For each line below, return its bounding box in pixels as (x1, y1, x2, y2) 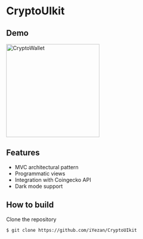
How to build (6, 200, 54, 210)
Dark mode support (14, 182, 63, 190)
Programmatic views (14, 170, 66, 177)
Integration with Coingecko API (14, 176, 91, 183)
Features (6, 148, 40, 158)
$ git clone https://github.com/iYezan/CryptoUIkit (6, 227, 137, 233)
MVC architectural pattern (14, 163, 79, 170)
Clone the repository (6, 216, 57, 223)
